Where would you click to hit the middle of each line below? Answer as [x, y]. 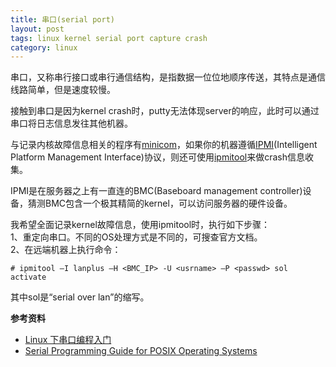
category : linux [44, 47]
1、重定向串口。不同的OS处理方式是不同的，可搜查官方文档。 [136, 237]
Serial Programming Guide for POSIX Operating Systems [141, 351]
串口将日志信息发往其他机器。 [71, 123]
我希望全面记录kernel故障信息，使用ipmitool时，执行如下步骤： [140, 225]
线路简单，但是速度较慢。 [63, 90]
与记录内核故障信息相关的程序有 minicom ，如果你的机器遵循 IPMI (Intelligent [164, 145]
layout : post [37, 29]
